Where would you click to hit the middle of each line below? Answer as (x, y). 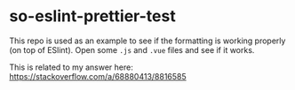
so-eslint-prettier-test (92, 16)
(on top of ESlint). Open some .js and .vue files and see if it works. (132, 49)
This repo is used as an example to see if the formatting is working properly (147, 41)
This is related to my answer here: (71, 67)
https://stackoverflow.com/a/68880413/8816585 (98, 76)
